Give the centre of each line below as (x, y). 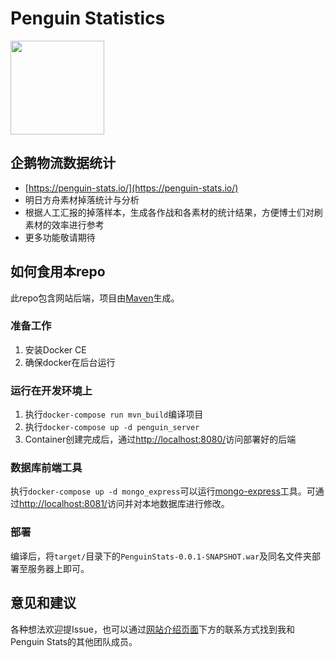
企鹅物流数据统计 (63, 163)
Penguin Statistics (88, 18)
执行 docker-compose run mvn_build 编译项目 (114, 414)
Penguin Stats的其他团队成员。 (74, 641)
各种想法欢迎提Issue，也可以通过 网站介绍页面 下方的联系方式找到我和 (152, 629)
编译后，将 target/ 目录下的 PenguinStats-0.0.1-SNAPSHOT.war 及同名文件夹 (161, 556)
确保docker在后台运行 (70, 362)
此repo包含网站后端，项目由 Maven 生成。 (95, 298)
